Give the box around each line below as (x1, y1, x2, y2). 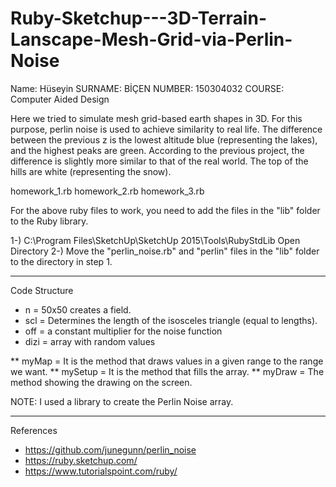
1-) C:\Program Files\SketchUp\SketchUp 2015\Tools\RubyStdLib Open (10, 234, 301, 246)
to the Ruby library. (10, 215, 89, 227)
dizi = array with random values (24, 335, 156, 347)
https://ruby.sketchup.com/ (24, 454, 138, 466)
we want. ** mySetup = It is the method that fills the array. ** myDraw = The (10, 365, 325, 377)
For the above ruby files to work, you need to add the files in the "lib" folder (10, 204, 321, 216)
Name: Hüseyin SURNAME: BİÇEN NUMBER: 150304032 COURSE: (10, 82, 285, 94)
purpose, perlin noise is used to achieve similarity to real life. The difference (10, 123, 323, 135)
